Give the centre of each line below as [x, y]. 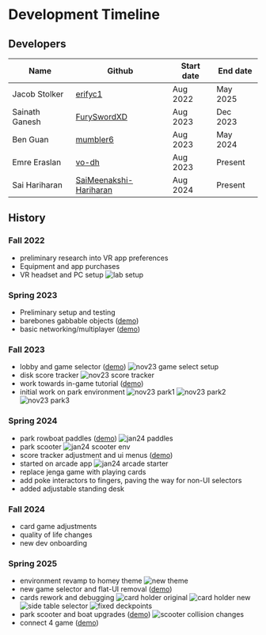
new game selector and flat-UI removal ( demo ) [96, 589]
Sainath [27, 112]
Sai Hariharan [38, 185]
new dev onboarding [53, 542]
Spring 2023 [33, 295]
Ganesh [27, 122]
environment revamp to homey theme [81, 581]
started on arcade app [56, 463]
